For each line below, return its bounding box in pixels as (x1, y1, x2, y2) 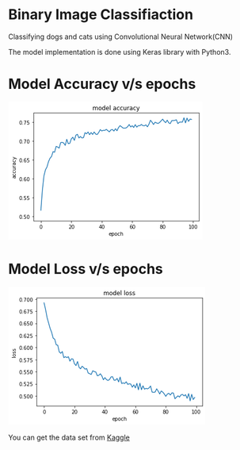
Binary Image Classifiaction (8, 6, 194, 24)
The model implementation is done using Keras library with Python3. (8, 47, 231, 56)
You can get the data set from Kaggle (8, 433, 131, 442)
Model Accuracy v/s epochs (8, 75, 196, 93)
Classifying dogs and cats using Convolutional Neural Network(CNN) (8, 32, 234, 41)
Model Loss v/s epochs (8, 260, 164, 279)
